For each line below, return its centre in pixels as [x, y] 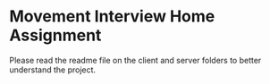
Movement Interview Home [112, 17]
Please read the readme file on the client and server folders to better [135, 60]
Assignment [55, 35]
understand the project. [53, 70]
